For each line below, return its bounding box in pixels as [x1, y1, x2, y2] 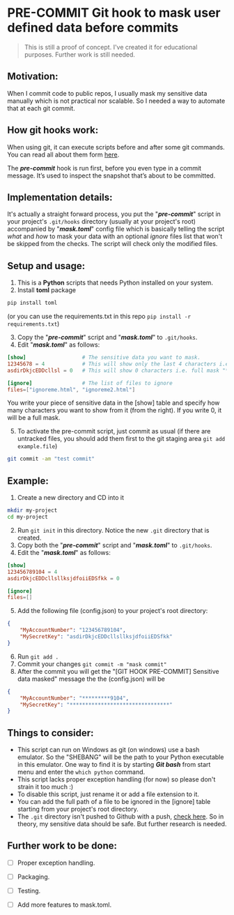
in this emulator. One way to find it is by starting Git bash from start [17, 761, 211, 769]
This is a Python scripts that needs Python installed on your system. [17, 278, 214, 287]
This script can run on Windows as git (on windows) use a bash [17, 746, 200, 754]
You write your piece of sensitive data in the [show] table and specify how [7, 398, 220, 407]
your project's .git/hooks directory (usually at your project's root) [7, 217, 196, 226]
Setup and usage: [7, 260, 86, 272]
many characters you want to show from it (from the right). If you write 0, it [7, 406, 221, 415]
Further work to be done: [7, 840, 117, 852]
